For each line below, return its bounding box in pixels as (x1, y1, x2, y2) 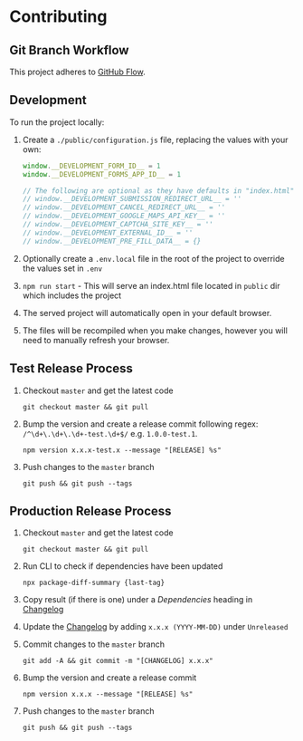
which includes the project (22, 290, 122, 301)
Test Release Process (9, 361, 134, 377)
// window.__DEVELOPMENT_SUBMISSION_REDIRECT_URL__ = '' (22, 195, 242, 204)
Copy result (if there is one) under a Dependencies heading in (22, 594, 253, 605)
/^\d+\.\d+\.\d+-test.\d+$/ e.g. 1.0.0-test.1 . (22, 428, 198, 438)
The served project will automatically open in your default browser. (22, 307, 272, 318)
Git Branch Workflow (9, 43, 129, 58)
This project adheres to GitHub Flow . (9, 66, 147, 77)
